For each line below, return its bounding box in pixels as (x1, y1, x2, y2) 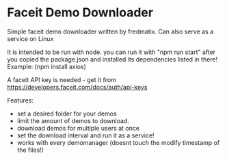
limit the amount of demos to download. (16, 116, 130, 124)
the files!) (16, 146, 44, 154)
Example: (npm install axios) (7, 62, 87, 70)
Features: (7, 96, 34, 104)
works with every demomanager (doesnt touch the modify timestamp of (16, 138, 220, 146)
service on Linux (7, 34, 54, 42)
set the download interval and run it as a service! (16, 131, 155, 139)
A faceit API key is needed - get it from (7, 75, 116, 83)
